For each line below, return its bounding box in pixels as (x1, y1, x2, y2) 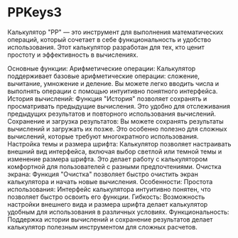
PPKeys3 (7, 4, 63, 21)
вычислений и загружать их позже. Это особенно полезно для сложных (7, 124, 227, 133)
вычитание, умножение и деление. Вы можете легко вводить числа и (7, 79, 220, 87)
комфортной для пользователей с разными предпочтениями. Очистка (7, 162, 222, 171)
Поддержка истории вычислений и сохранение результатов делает (7, 215, 213, 224)
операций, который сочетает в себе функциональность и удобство (7, 35, 212, 43)
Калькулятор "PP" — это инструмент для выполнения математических (7, 28, 224, 36)
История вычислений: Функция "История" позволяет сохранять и (7, 94, 207, 103)
